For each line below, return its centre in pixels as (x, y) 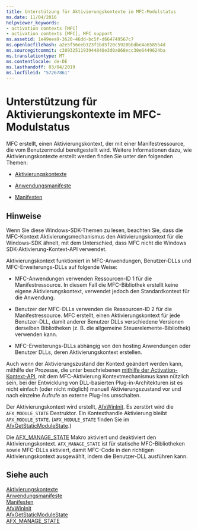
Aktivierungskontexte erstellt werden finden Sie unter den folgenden (90, 156)
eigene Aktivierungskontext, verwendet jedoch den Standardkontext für (102, 291)
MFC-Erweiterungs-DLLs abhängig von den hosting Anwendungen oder (103, 346)
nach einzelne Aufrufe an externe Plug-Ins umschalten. (74, 395)
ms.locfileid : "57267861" (38, 73)
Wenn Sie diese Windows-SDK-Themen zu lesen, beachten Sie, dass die (95, 230)
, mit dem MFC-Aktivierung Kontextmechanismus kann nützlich (112, 376)
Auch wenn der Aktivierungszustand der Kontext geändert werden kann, (95, 364)
